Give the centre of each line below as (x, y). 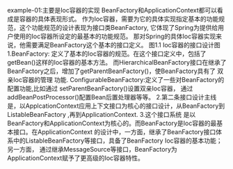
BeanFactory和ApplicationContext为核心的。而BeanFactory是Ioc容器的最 (112, 123)
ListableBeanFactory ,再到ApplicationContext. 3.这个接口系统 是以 (102, 114)
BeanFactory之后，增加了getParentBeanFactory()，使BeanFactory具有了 (112, 71)
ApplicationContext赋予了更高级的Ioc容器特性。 (76, 158)
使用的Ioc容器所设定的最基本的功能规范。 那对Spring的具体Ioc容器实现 (114, 36)
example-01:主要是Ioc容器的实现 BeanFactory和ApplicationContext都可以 (112, 10)
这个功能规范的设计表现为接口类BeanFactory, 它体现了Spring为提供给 (119, 27)
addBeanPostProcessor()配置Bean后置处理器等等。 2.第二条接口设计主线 (112, 97)
